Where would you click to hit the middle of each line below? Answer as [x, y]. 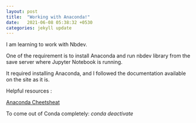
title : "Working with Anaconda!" [48, 17]
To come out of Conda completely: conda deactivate [70, 114]
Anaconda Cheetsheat [33, 102]
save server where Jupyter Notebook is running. [64, 62]
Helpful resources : [29, 91]
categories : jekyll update [39, 28]
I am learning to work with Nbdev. [47, 45]
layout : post [22, 11]
